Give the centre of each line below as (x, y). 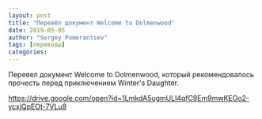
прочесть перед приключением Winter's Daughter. (94, 83)
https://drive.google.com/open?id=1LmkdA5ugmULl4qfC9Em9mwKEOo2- (129, 98)
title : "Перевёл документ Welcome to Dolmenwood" (92, 23)
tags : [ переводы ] (37, 45)
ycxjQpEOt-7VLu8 (38, 106)
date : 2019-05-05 (37, 30)
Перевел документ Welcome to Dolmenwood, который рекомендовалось (131, 74)
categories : (28, 52)
